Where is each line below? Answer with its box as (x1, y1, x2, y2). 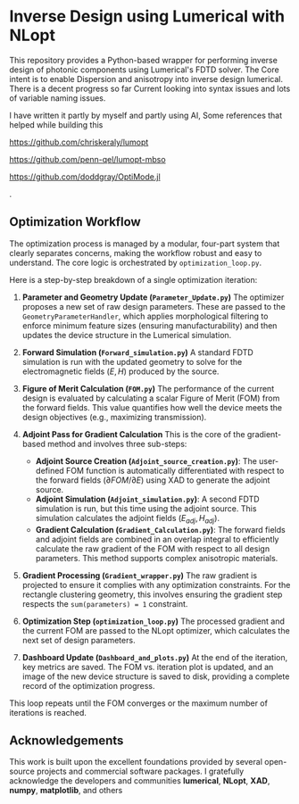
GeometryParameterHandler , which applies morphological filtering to (21, 311, 269, 321)
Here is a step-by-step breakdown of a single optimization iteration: (9, 274, 258, 285)
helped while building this (9, 119, 104, 130)
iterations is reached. (9, 707, 87, 717)
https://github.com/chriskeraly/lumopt (9, 137, 149, 147)
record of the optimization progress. (21, 680, 155, 691)
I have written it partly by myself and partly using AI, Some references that (9, 110, 283, 120)
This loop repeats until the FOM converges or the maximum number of (9, 698, 268, 709)
